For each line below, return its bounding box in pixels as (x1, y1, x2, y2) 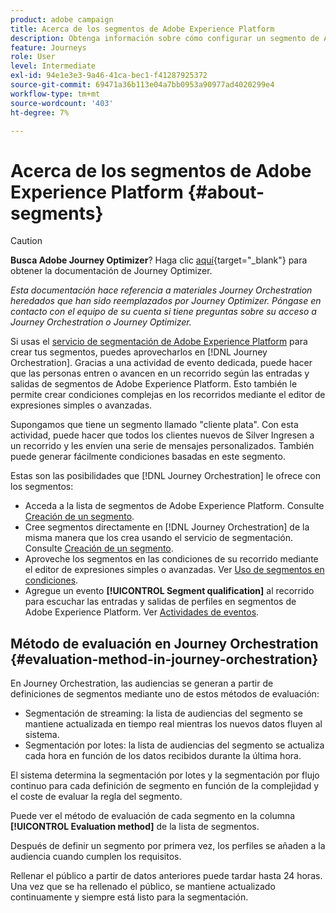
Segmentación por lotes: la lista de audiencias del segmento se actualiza (24, 739, 325, 751)
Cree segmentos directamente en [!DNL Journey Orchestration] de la (24, 521, 310, 533)
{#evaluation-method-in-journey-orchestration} (10, 651, 319, 668)
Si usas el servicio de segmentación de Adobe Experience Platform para (10, 336, 308, 348)
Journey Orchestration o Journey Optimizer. (10, 316, 192, 328)
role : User (10, 52, 56, 62)
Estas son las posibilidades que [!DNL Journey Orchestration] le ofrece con (10, 470, 321, 482)
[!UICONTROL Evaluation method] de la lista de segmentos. (10, 821, 260, 833)
